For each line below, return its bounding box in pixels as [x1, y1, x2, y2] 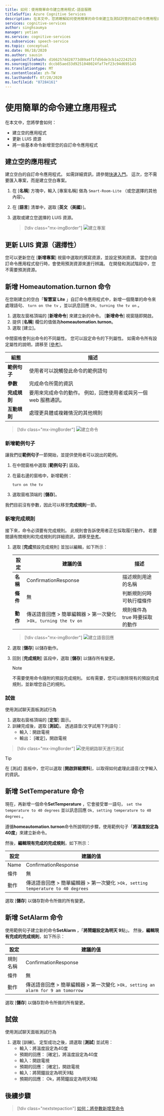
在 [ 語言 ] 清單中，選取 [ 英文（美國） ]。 [12, 204, 89, 210]
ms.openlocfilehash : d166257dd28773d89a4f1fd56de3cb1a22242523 [5, 57, 137, 62]
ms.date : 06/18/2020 [5, 48, 47, 53]
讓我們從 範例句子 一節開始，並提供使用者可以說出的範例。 [5, 452, 121, 458]
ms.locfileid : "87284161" [5, 80, 58, 84]
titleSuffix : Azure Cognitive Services [5, 12, 86, 17]
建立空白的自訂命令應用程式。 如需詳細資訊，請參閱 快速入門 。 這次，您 [5, 171, 149, 177]
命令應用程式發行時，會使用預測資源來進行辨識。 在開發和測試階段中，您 [9, 261, 156, 266]
